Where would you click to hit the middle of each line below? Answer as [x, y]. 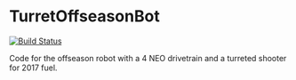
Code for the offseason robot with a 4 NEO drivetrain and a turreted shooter [148, 58]
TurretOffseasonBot [84, 16]
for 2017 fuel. [33, 68]
